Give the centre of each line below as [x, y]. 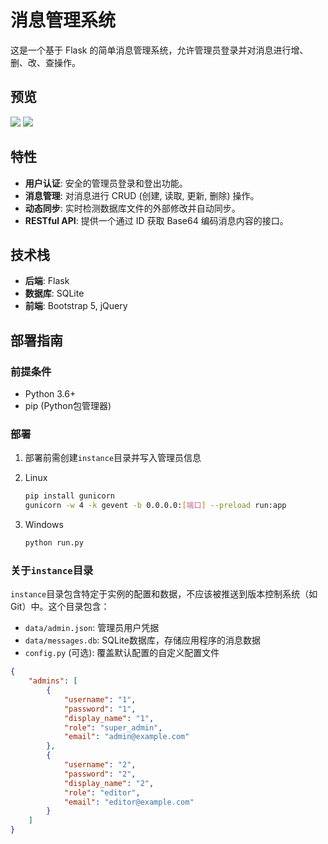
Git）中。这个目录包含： [60, 607]
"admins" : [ [53, 681]
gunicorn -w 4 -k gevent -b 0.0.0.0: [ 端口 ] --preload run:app [155, 506]
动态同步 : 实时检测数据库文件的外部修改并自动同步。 [132, 208]
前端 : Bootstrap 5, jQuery [76, 306]
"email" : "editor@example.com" [129, 802]
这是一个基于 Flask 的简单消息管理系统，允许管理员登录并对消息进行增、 [159, 50]
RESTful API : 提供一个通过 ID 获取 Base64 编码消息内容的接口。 [156, 220]
